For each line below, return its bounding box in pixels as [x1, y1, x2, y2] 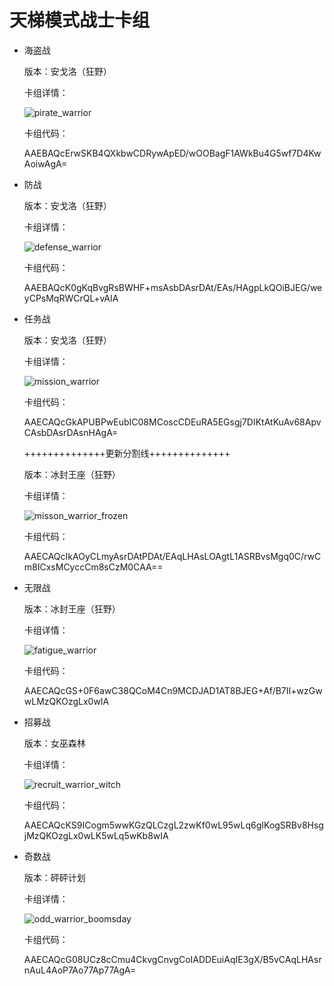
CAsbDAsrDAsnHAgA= [23, 426, 119, 438]
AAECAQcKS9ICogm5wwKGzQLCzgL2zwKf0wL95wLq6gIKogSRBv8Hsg [23, 819, 324, 831]
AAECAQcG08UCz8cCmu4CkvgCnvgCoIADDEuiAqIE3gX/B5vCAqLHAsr [23, 953, 322, 965]
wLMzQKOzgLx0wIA [23, 695, 110, 707]
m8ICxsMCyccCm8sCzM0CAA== [23, 561, 164, 573]
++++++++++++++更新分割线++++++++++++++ [23, 447, 231, 459]
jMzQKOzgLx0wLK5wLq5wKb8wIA [23, 829, 169, 841]
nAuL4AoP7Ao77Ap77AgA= [23, 964, 137, 976]
